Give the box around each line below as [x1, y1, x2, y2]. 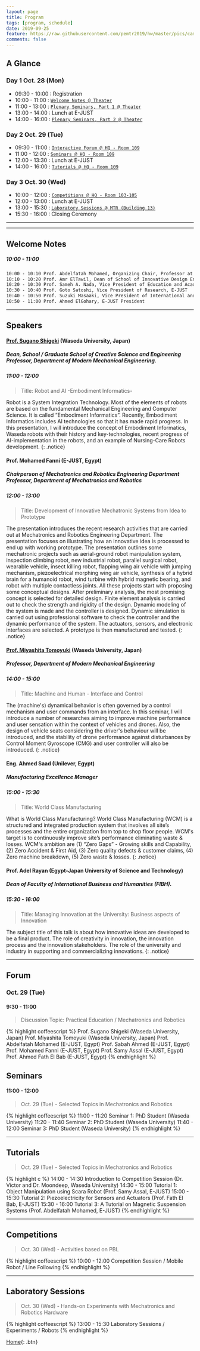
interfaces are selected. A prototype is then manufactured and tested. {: [6, 626, 183, 633]
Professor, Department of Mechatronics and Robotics [6, 477, 142, 484]
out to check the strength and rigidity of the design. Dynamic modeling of [6, 601, 186, 608]
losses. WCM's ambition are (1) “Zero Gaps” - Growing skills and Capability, [6, 841, 192, 848]
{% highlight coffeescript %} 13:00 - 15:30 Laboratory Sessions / [6, 1320, 165, 1327]
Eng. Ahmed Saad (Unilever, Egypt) [6, 759, 95, 767]
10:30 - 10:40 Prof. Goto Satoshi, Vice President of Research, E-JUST [6, 287, 187, 293]
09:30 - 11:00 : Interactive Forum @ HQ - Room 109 [14, 144, 140, 151]
